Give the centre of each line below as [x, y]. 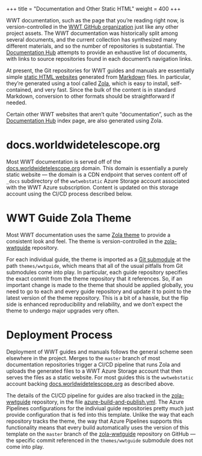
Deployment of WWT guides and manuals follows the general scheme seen [99, 352]
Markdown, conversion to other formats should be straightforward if [90, 96]
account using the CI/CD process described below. [69, 194]
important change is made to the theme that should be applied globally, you [100, 285]
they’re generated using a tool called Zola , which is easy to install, [88, 83]
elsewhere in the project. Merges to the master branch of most [83, 358]
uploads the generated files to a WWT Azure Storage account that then [94, 371]
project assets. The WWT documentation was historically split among [92, 33]
